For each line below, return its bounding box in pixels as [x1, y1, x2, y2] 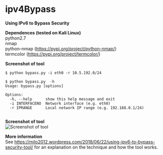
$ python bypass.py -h [5, 79, 55, 84]
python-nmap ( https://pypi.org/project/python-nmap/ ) [5, 45, 116, 51]
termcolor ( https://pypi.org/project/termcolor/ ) [5, 51, 101, 57]
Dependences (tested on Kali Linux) [5, 29, 81, 35]
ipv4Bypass [5, 3, 56, 15]
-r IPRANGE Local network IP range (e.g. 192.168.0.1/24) [9, 105, 144, 110]
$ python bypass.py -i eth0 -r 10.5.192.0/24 [5, 70, 101, 75]
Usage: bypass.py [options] [5, 83, 64, 88]
